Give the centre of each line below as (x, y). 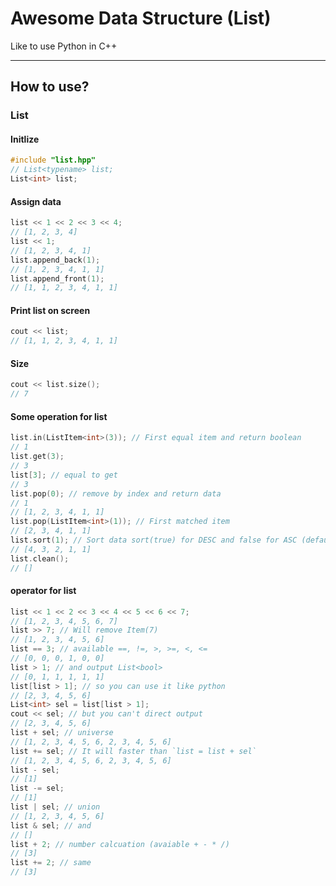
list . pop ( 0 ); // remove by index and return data (116, 493)
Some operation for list (59, 416)
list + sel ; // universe (62, 733)
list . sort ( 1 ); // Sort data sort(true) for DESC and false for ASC (154, 540)
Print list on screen (50, 310)
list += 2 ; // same (51, 863)
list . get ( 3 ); (37, 457)
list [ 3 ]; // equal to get (64, 475)
